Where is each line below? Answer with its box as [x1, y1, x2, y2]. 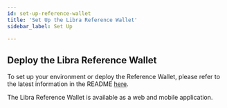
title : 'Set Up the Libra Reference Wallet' [7, 17, 138, 23]
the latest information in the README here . [7, 80, 129, 88]
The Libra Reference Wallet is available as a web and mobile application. [7, 94, 213, 102]
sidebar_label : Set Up [7, 23, 73, 30]
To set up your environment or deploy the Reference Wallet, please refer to [7, 73, 220, 81]
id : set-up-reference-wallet [7, 10, 91, 17]
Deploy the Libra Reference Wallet [7, 54, 157, 66]
